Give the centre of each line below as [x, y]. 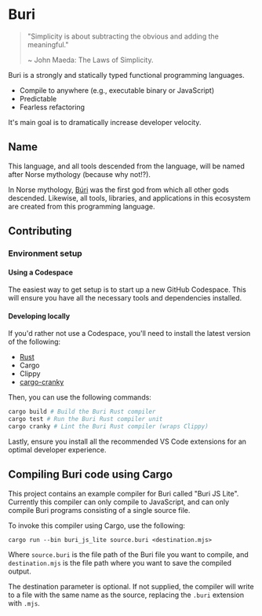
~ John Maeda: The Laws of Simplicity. [90, 60]
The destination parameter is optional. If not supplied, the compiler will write [131, 586]
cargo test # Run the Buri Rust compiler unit [86, 419]
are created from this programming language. [82, 206]
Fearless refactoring [52, 107]
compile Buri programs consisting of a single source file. [99, 510]
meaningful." [48, 44]
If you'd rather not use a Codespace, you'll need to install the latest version [129, 334]
